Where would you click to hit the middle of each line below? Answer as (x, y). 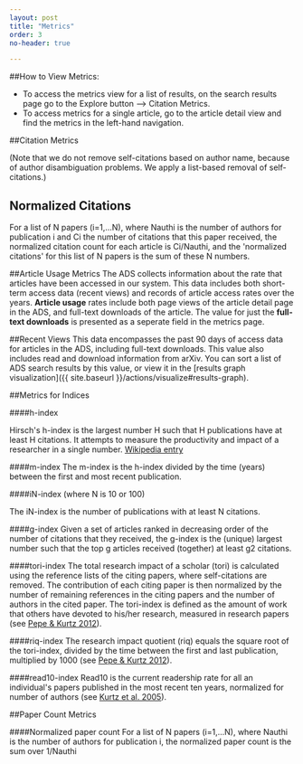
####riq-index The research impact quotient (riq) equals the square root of (149, 641)
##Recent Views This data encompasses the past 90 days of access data (146, 339)
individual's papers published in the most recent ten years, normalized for (147, 687)
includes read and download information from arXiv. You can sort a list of (146, 359)
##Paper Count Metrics (53, 714)
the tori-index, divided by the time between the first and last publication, (144, 651)
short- (274, 283)
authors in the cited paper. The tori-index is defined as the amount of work (148, 604)
